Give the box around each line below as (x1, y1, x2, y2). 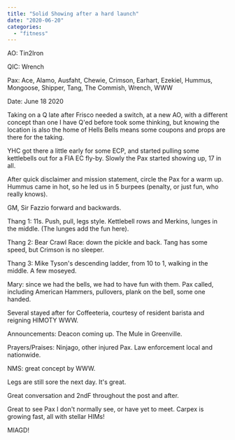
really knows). (7, 190, 48, 198)
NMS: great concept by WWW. (7, 364, 96, 373)
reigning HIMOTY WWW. (7, 316, 79, 324)
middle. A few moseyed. (7, 267, 77, 275)
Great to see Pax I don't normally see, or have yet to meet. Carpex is (7, 405, 204, 413)
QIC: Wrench (7, 62, 44, 71)
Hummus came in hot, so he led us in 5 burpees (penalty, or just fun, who (7, 183, 219, 191)
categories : (7, 23, 42, 30)
